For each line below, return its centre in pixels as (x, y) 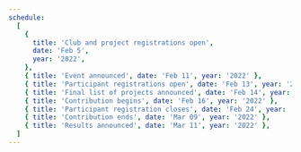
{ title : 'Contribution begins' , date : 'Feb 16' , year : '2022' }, (151, 101)
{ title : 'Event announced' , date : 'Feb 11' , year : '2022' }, (143, 76)
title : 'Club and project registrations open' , (123, 42)
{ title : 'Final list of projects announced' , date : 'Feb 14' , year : (158, 92)
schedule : (27, 17)
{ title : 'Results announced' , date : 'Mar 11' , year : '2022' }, (147, 126)
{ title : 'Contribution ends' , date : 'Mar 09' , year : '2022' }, (147, 117)
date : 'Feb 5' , (61, 51)
